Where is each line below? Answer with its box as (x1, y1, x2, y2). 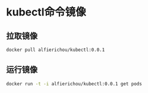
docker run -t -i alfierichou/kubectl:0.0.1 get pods (6, 81, 143, 86)
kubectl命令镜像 (6, 5, 86, 19)
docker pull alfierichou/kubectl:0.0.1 (6, 47, 105, 53)
